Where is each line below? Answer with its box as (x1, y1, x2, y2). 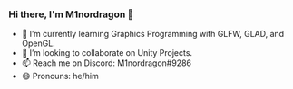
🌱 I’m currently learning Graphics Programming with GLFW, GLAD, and (21, 29, 285, 40)
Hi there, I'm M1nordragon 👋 (8, 8, 134, 21)
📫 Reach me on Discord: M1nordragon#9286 (21, 58, 192, 68)
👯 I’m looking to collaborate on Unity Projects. (21, 48, 192, 58)
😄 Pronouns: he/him (21, 71, 99, 82)
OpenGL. (21, 38, 55, 49)
